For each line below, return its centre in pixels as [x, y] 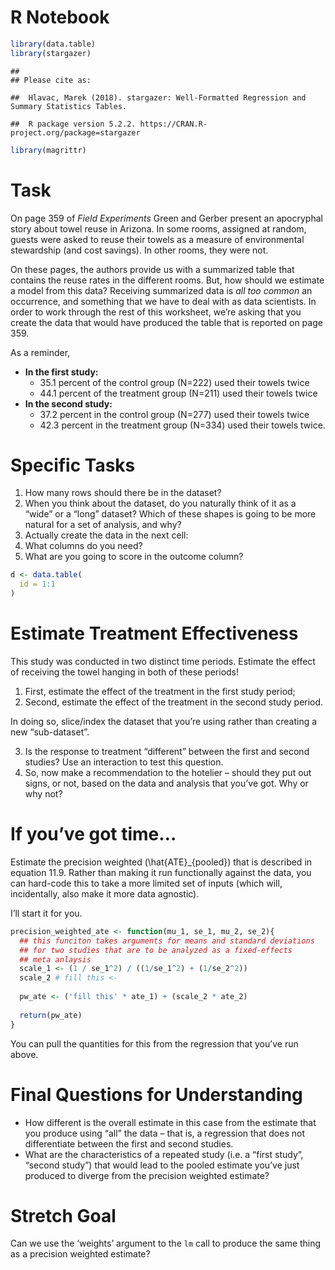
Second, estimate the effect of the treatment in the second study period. [174, 702]
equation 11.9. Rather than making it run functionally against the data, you [161, 872]
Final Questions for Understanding [156, 1094]
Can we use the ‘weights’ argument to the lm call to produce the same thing [166, 1243]
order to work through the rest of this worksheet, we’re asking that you [156, 312]
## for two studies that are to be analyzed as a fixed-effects [156, 950]
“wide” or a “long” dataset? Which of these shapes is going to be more [170, 514]
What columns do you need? [83, 546]
